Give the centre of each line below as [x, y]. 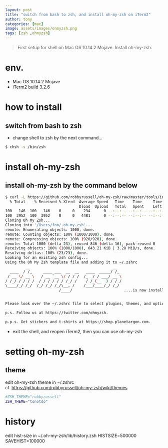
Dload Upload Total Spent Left [121, 206]
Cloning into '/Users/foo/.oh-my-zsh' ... [49, 225]
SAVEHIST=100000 [25, 441]
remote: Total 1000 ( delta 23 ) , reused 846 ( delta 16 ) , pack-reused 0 [80, 244]
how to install [33, 107]
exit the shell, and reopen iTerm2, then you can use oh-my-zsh [77, 331]
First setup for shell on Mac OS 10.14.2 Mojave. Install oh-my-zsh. [85, 47]
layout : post [19, 10]
